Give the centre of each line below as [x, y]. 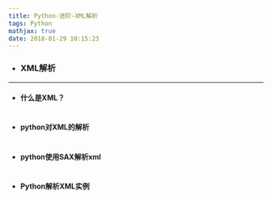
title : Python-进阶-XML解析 [53, 16]
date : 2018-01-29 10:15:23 [54, 38]
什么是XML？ [42, 98]
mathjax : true [32, 31]
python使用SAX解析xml [60, 157]
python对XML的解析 [55, 127]
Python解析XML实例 [55, 186]
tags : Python [30, 23]
